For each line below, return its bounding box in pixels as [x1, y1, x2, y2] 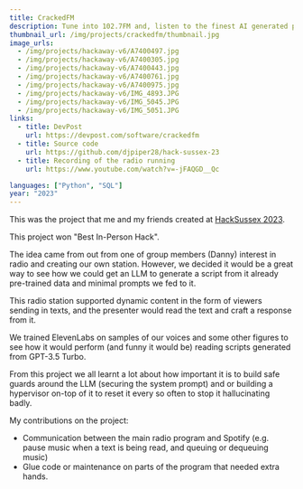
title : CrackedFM [9, 13, 75, 23]
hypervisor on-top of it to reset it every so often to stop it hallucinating [9, 388, 271, 399]
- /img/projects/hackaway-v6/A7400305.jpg [17, 55, 179, 64]
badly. [9, 398, 32, 409]
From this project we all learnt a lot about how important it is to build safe [9, 369, 280, 380]
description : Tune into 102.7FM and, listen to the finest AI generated [9, 22, 289, 31]
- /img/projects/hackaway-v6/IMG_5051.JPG [17, 106, 179, 115]
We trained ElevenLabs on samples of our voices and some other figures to [9, 332, 289, 343]
